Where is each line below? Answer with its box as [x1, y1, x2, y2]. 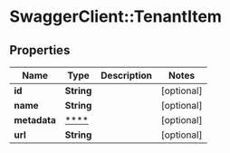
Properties [9, 43, 71, 58]
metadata [14, 114, 56, 126]
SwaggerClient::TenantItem [9, 6, 222, 27]
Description [101, 70, 152, 81]
